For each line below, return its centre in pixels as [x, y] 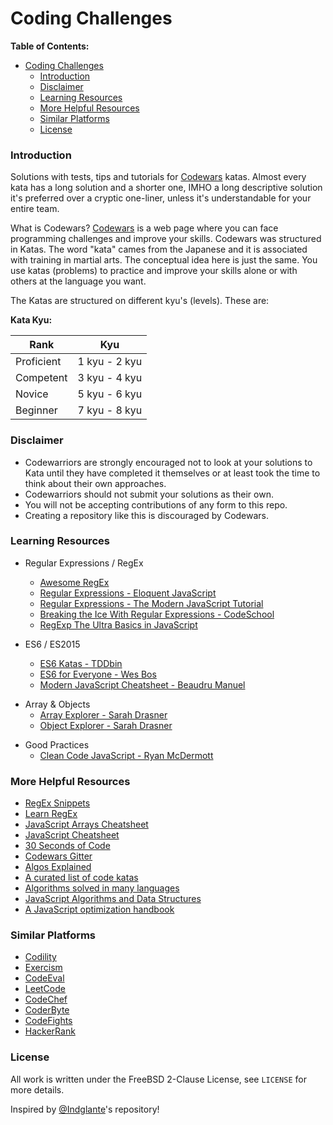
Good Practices [57, 744]
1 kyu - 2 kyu [110, 362]
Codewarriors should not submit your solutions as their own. [149, 494]
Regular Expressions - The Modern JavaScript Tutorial [151, 603]
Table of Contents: [50, 46]
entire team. [35, 209]
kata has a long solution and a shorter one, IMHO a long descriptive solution [166, 188]
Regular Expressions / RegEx [84, 563]
